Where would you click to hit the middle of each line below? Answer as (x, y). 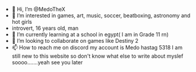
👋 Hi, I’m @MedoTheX (38, 9)
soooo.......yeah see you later (47, 62)
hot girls (22, 22)
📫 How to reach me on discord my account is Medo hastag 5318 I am (97, 47)
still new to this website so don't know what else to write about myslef (97, 56)
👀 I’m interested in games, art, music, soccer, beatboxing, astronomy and (101, 15)
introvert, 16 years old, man (45, 28)
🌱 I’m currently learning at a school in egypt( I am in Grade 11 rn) (90, 35)
